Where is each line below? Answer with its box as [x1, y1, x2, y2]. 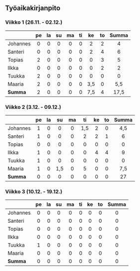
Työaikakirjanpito [5, 4, 61, 12]
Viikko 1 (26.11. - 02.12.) [5, 19, 63, 26]
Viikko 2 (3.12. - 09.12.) [5, 103, 62, 110]
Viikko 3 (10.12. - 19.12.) [5, 188, 63, 195]
